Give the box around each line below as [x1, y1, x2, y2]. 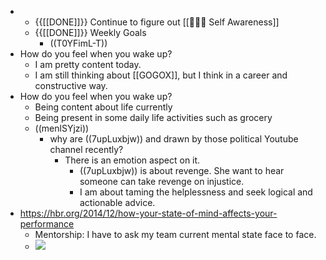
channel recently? [49, 144, 124, 155]
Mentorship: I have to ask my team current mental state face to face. [34, 229, 317, 240]
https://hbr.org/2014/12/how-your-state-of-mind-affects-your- [19, 207, 278, 219]
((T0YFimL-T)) [49, 37, 108, 49]
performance [19, 218, 75, 230]
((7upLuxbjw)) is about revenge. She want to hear [79, 165, 285, 176]
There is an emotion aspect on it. [64, 154, 201, 166]
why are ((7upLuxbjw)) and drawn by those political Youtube [49, 133, 299, 145]
